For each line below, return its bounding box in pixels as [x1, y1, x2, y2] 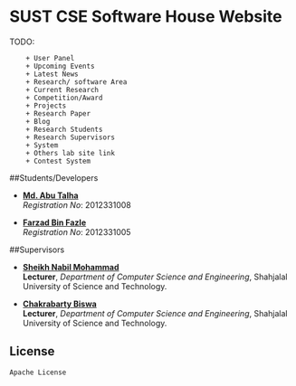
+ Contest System [25, 156, 91, 165]
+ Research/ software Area [25, 77, 128, 87]
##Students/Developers [9, 172, 99, 183]
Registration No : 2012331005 [22, 226, 131, 237]
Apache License [9, 368, 67, 377]
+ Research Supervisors [25, 133, 116, 142]
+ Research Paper [25, 108, 91, 118]
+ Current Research [25, 85, 100, 94]
